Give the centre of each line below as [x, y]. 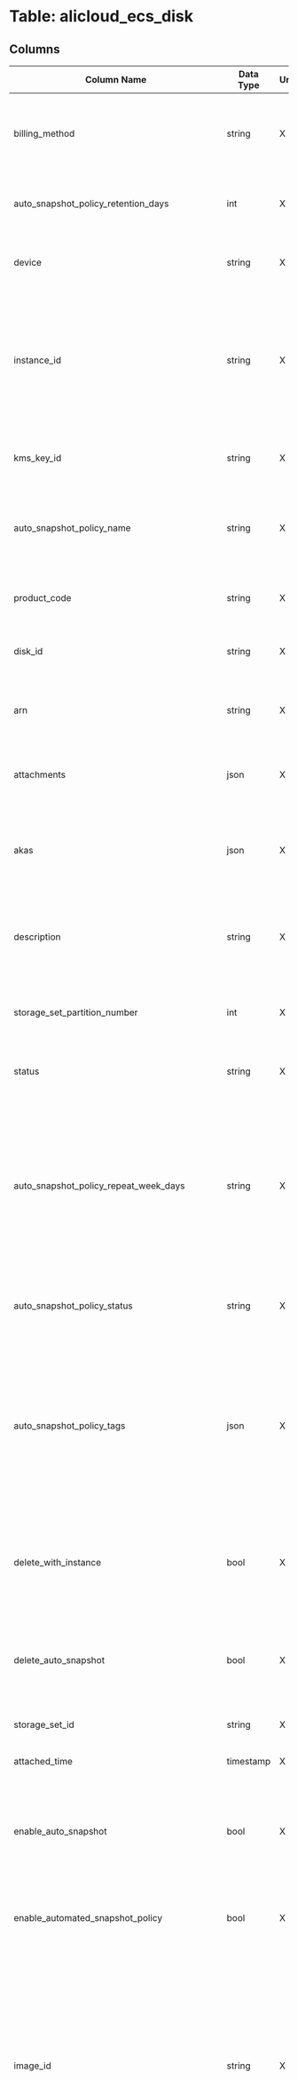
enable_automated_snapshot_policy [88, 1918]
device [28, 262]
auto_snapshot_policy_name [72, 528]
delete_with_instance [58, 1562]
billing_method [44, 133]
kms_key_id [38, 458]
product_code [43, 598]
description [37, 937]
